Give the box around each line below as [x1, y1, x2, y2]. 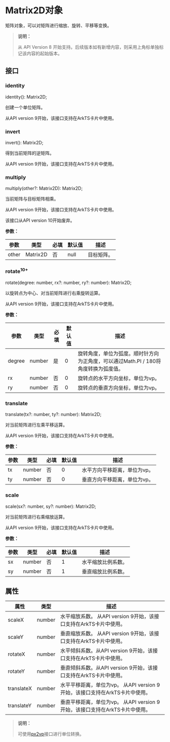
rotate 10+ [5, 267, 28, 275]
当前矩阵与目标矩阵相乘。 [5, 196, 59, 202]
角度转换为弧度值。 [77, 365, 124, 372]
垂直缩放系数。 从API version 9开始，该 [60, 630, 154, 637]
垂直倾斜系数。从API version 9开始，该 [60, 664, 153, 671]
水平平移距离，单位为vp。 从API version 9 [60, 682, 160, 689]
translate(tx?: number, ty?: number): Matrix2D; [5, 411, 102, 417]
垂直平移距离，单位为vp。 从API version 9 [60, 699, 160, 706]
